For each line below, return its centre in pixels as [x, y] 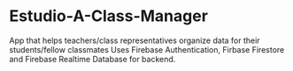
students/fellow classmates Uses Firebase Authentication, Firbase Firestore [147, 49]
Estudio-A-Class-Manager [108, 16]
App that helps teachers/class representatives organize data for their [135, 40]
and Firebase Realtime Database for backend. [93, 59]
